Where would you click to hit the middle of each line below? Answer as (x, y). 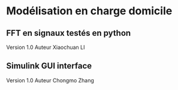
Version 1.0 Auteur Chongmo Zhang (50, 80)
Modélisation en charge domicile (89, 11)
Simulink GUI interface (49, 66)
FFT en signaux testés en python (69, 33)
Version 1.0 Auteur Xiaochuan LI (46, 47)
